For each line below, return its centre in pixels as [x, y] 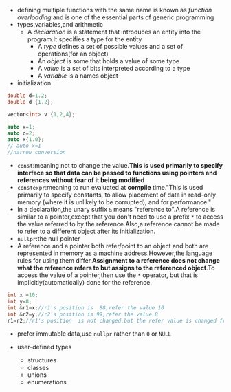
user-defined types [44, 347]
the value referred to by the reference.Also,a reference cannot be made [118, 224]
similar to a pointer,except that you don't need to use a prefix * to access [120, 217]
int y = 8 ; [20, 301]
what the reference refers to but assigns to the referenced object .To [116, 268]
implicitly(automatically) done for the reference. [85, 282]
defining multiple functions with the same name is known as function [114, 10]
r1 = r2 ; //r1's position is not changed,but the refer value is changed [112, 320]
